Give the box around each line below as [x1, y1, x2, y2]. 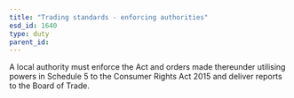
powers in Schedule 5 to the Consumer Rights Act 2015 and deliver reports [9, 72, 282, 82]
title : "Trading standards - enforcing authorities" [9, 12, 209, 22]
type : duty [9, 29, 50, 38]
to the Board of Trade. [9, 80, 91, 91]
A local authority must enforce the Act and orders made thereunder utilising [9, 62, 286, 72]
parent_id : [9, 37, 50, 47]
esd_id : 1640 [9, 21, 58, 30]
